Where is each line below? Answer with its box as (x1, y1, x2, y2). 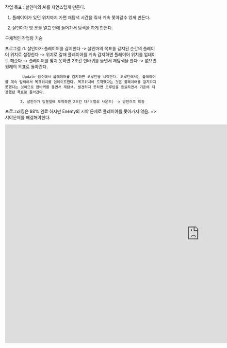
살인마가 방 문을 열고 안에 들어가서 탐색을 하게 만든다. (12, 25, 113, 31)
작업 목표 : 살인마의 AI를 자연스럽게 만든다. (5, 4, 86, 10)
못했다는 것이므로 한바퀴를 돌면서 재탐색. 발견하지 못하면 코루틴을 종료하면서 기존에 (5, 85, 150, 89)
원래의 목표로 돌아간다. (5, 64, 48, 70)
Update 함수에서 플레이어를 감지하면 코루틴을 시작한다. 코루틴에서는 (22, 74, 141, 79)
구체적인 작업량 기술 (5, 35, 43, 41)
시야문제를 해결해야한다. (5, 115, 51, 120)
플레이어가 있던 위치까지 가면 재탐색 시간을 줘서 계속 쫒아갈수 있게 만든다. (12, 15, 151, 20)
